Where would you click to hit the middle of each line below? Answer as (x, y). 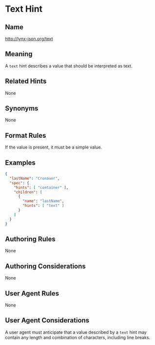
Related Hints (26, 81)
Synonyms (22, 108)
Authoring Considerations (46, 266)
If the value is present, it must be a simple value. (54, 147)
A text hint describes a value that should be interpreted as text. (69, 66)
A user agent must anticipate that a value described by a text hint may (76, 332)
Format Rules (26, 135)
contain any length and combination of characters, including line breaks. (77, 337)
